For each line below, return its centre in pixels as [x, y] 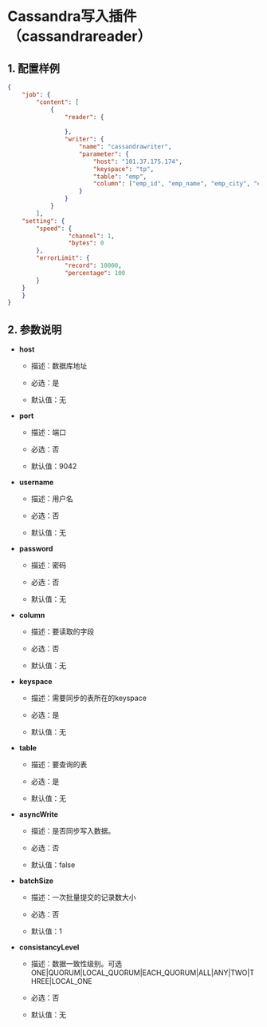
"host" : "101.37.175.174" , [137, 161]
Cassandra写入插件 [72, 16]
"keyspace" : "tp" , [124, 169]
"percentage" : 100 [95, 273]
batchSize [36, 881]
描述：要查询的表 [59, 765]
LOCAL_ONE [72, 981]
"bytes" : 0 [86, 243]
